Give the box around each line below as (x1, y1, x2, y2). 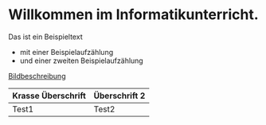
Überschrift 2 (93, 90, 146, 101)
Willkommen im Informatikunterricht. (8, 6, 259, 24)
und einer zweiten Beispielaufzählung (19, 56, 143, 65)
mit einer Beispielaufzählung (19, 47, 114, 57)
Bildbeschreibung (8, 71, 66, 80)
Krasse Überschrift (12, 90, 86, 101)
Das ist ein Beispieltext (8, 32, 83, 41)
